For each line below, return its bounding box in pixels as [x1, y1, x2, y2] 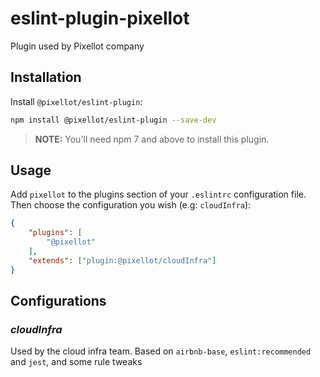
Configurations [10, 293, 107, 310]
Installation [10, 69, 82, 86]
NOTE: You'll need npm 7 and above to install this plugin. [34, 133, 270, 145]
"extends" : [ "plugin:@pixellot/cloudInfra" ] [28, 255, 217, 266]
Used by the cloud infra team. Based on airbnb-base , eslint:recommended [10, 345, 312, 357]
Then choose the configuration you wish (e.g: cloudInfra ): [10, 199, 252, 211]
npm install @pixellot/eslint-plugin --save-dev [10, 115, 217, 125]
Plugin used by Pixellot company [10, 40, 145, 52]
